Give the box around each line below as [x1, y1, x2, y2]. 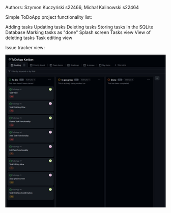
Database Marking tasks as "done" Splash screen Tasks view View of [5, 29, 151, 35]
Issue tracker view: [5, 45, 45, 50]
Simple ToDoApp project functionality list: [5, 14, 93, 20]
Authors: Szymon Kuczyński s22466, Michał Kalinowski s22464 [5, 5, 139, 10]
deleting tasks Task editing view [5, 35, 73, 41]
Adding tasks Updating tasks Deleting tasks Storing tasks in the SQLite [5, 24, 154, 30]
